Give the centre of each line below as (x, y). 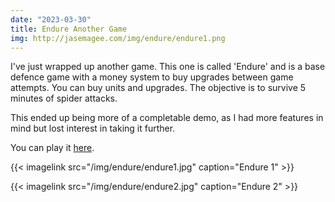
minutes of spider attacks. (64, 98)
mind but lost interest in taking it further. (93, 128)
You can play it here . (52, 148)
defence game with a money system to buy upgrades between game (152, 77)
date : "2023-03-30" (51, 19)
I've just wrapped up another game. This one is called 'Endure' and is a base (168, 67)
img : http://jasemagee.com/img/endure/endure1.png (118, 38)
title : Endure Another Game (69, 29)
